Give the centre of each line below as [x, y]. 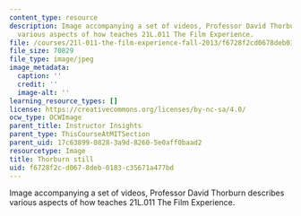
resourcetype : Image [48, 151]
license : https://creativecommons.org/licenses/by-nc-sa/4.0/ [128, 109]
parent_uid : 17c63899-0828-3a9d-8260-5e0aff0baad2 [106, 143]
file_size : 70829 [42, 51]
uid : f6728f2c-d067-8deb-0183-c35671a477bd [92, 168]
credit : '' [38, 84]
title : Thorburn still [52, 159]
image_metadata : [39, 68]
